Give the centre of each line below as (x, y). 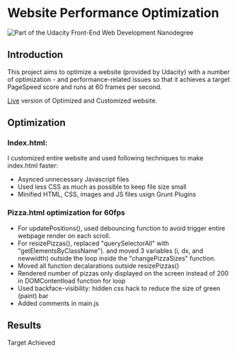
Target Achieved (31, 342)
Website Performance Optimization (113, 13)
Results (24, 325)
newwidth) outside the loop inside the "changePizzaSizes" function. (116, 258)
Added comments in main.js (58, 303)
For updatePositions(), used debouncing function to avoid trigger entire (121, 228)
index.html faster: (33, 166)
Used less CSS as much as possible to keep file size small (102, 187)
